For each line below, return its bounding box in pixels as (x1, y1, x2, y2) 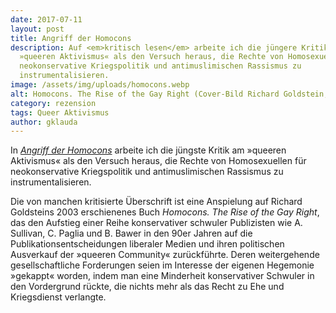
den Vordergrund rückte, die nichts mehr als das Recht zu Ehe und (10, 281, 285, 293)
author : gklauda (10, 117, 78, 127)
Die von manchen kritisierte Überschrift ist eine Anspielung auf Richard (10, 196, 303, 208)
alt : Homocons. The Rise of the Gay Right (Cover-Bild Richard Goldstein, (10, 89, 329, 99)
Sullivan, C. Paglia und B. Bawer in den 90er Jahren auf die (10, 227, 253, 240)
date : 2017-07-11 (10, 14, 83, 25)
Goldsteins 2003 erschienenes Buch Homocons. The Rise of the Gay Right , (10, 206, 320, 218)
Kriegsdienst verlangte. (10, 291, 107, 303)
